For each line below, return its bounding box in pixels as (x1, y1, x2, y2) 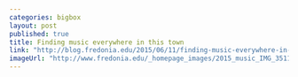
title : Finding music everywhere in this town (9, 37, 184, 47)
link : (9, 46, 29, 55)
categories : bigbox (9, 12, 82, 22)
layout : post (9, 21, 58, 30)
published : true (9, 29, 69, 38)
